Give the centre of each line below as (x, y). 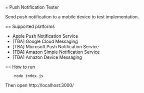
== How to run (20, 67)
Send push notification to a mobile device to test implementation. (72, 17)
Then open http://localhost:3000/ (39, 85)
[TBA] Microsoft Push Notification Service (55, 46)
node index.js (29, 76)
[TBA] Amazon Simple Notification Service (56, 52)
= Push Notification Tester (32, 7)
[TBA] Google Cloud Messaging (45, 41)
